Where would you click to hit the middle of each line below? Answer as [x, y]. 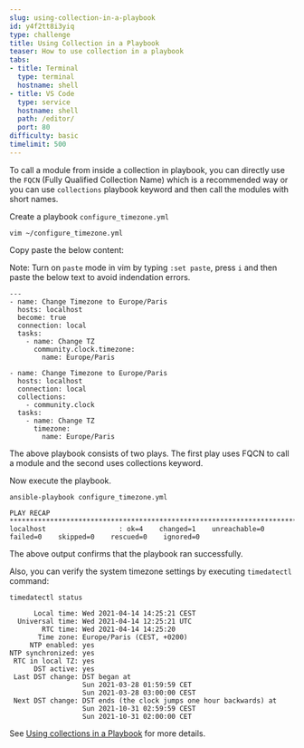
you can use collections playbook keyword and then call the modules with [149, 189]
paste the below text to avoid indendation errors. [100, 277]
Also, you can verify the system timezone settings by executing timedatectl [151, 571]
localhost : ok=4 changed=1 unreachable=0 [137, 529]
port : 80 [34, 128]
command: [29, 580]
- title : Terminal [44, 69]
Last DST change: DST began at [72, 676]
